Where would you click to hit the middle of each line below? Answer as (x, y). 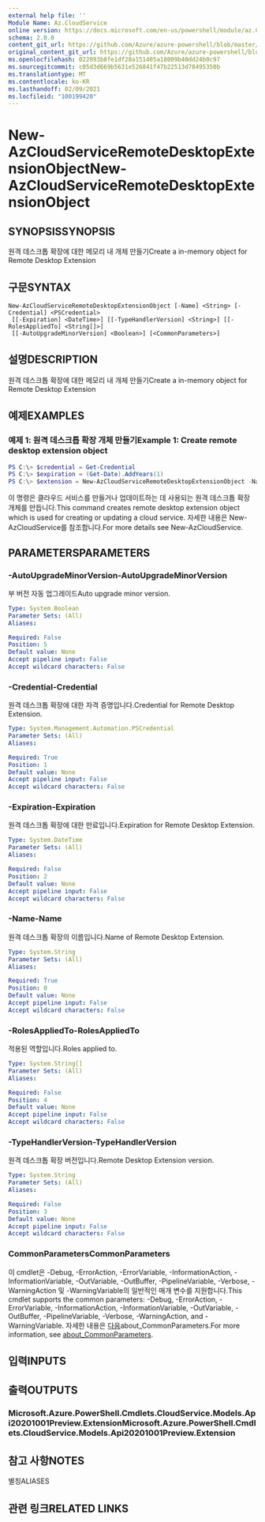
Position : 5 (28, 645)
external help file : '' (47, 15)
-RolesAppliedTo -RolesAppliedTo (74, 1030)
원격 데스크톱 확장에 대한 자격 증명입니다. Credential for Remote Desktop (121, 705)
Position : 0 (28, 988)
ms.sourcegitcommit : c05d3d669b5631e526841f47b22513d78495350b (114, 67)
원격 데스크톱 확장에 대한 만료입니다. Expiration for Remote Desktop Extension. (131, 825)
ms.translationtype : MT (47, 74)
